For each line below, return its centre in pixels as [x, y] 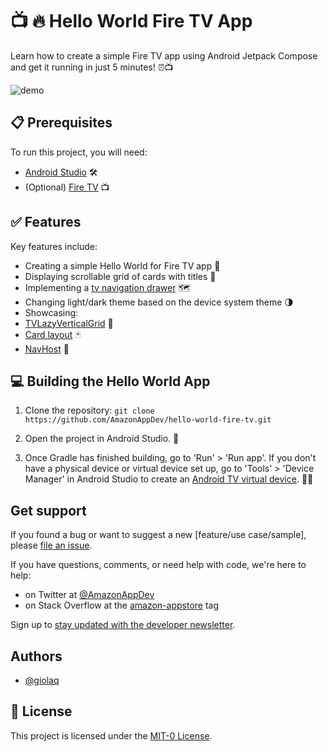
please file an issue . [51, 545]
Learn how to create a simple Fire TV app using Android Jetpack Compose [164, 55]
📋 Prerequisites [61, 123]
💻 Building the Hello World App [110, 381]
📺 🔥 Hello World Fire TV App [131, 21]
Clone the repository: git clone [89, 410]
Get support [48, 510]
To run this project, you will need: [79, 152]
